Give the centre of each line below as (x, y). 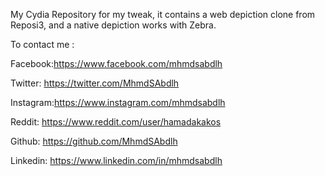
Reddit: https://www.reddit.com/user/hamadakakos (116, 122)
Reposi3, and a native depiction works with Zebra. (113, 25)
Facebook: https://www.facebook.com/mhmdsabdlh (116, 63)
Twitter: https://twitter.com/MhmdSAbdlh (95, 83)
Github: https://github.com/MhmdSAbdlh (94, 141)
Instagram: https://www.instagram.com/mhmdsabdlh (118, 102)
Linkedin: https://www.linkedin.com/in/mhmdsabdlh (116, 160)
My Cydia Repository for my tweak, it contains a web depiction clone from (163, 14)
